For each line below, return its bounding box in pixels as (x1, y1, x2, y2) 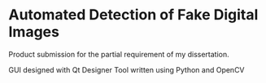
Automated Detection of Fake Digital (8, 6, 259, 24)
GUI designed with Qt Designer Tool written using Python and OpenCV (8, 64, 246, 74)
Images (8, 23, 59, 41)
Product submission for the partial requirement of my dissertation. (8, 49, 229, 59)
